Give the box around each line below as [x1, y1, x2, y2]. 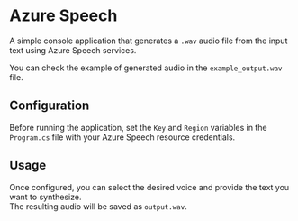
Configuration [9, 98, 90, 114]
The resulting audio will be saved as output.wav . [9, 200, 187, 212]
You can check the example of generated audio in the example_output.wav [9, 62, 283, 73]
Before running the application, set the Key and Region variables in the [9, 122, 267, 133]
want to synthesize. [9, 191, 82, 202]
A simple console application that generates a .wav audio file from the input [9, 35, 288, 46]
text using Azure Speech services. [9, 44, 137, 55]
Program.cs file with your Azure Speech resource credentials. [9, 132, 236, 143]
